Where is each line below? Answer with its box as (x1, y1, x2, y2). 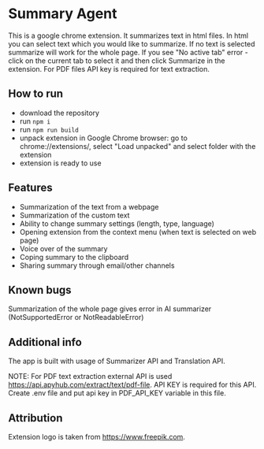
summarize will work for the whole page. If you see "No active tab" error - (8, 47, 248, 57)
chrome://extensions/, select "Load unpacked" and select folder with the (19, 141, 256, 150)
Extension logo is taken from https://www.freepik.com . (8, 432, 185, 441)
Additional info (8, 336, 83, 349)
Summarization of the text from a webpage (19, 202, 159, 211)
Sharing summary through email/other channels (19, 261, 175, 270)
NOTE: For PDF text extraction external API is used (8, 372, 173, 381)
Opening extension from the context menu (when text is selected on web (19, 227, 257, 236)
